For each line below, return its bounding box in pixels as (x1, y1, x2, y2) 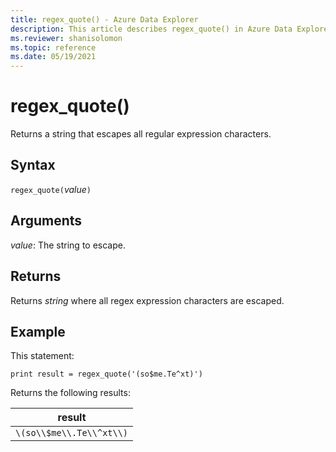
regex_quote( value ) (10, 183, 92, 195)
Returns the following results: (10, 387, 131, 399)
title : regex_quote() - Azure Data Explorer (10, 14, 199, 25)
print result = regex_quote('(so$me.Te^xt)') (10, 369, 203, 380)
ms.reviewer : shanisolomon (10, 33, 123, 43)
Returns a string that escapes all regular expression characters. (10, 128, 272, 140)
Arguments (10, 212, 83, 230)
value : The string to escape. (10, 239, 126, 251)
